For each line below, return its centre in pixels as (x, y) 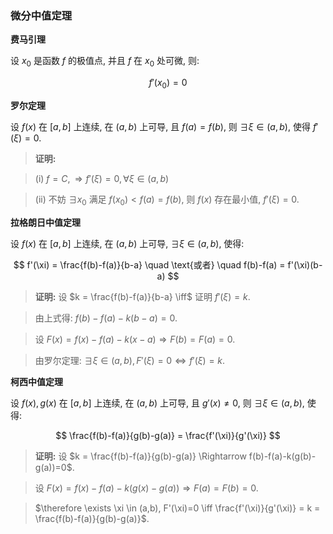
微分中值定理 (41, 15)
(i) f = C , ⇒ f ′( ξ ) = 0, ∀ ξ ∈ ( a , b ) (102, 178)
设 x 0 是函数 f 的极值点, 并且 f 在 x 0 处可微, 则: (105, 62)
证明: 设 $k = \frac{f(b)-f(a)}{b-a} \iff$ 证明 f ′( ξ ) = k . (142, 296)
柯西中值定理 (36, 381)
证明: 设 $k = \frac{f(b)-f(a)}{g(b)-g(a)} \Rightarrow (140, 456)
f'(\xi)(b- (305, 264)
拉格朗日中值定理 (45, 222)
